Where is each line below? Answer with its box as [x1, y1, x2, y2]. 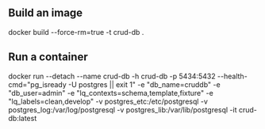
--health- [217, 71, 248, 81]
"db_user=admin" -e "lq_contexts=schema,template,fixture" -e [8, 88, 214, 97]
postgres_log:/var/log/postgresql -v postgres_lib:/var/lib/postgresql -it [8, 104, 237, 114]
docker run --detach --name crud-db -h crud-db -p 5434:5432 [8, 71, 216, 81]
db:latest [8, 113, 37, 123]
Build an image [8, 6, 83, 20]
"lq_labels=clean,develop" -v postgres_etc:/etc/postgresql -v [8, 97, 209, 106]
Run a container [8, 51, 89, 64]
